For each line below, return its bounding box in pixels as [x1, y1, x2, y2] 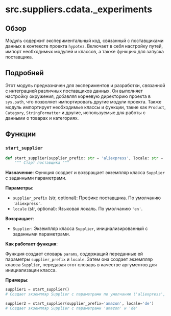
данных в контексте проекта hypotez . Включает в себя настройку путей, [5, 43, 163, 49]
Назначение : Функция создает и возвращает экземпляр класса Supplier [5, 170, 165, 176]
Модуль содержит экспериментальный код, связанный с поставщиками [5, 37, 164, 44]
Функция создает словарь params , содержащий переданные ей [5, 251, 143, 257]
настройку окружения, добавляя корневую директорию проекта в [5, 93, 151, 99]
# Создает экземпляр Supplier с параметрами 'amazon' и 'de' [5, 306, 138, 311]
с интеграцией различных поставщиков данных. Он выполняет [5, 88, 143, 94]
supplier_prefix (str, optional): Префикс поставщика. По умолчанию [12, 195, 161, 201]
